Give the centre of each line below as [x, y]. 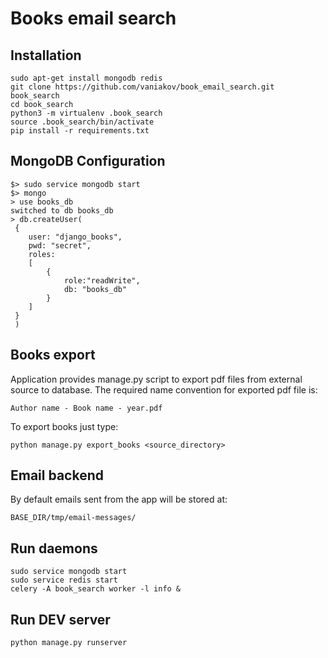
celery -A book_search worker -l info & [96, 589]
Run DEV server [60, 619]
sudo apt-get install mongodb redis [86, 78]
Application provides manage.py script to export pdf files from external [156, 379]
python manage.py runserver [69, 643]
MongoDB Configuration [88, 161]
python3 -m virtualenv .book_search [86, 113]
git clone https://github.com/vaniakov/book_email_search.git [142, 87]
